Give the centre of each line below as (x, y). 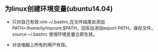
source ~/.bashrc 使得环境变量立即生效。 (55, 34)
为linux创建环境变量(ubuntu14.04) (59, 9)
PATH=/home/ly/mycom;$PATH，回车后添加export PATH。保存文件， (84, 28)
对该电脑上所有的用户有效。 (41, 45)
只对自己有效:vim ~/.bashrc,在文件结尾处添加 (58, 22)
